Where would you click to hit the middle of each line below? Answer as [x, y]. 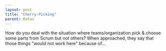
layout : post [19, 10]
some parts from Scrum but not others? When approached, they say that [80, 38]
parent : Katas [20, 19]
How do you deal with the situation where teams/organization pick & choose [83, 33]
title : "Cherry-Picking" [31, 14]
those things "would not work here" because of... [55, 44]
